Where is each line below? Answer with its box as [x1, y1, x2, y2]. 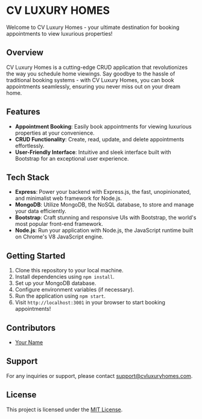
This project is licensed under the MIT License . [6, 406, 123, 413]
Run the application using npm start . [14, 292, 106, 299]
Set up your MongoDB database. [14, 280, 96, 287]
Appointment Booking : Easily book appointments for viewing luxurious [14, 123, 192, 130]
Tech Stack [6, 172, 49, 182]
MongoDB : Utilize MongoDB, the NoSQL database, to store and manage [14, 201, 194, 208]
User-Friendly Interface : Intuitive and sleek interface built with [14, 149, 172, 156]
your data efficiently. [14, 208, 66, 215]
